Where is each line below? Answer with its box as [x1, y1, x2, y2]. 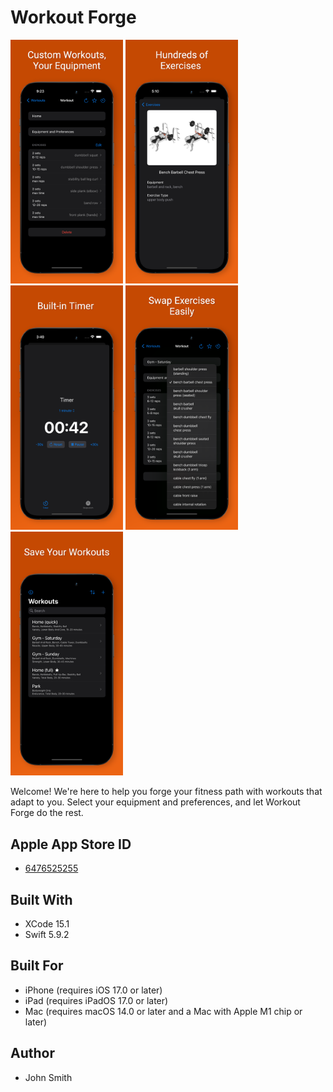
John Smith [24, 1071, 73, 1083]
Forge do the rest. [10, 807, 84, 819]
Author [10, 1045, 55, 1062]
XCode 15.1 [24, 918, 70, 930]
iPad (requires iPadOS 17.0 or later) [24, 994, 169, 1006]
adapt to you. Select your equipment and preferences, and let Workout [10, 796, 301, 808]
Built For [10, 957, 64, 975]
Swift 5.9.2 [24, 929, 70, 941]
